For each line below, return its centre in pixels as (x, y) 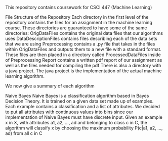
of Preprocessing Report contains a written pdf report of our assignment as (84, 60)
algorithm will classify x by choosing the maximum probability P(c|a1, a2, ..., (84, 128)
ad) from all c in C (24, 133)
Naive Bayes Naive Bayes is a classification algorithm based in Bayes (77, 96)
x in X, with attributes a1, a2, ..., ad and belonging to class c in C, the (76, 123)
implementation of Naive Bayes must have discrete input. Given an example (84, 117)
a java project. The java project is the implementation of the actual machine (83, 71)
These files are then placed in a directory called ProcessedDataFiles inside (83, 55)
